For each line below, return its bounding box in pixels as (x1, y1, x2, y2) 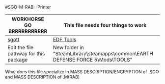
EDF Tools (53, 36, 77, 43)
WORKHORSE (11, 16, 44, 22)
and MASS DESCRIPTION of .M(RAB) (5, 74, 80, 80)
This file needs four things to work (63, 22, 147, 28)
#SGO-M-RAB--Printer (5, 4, 52, 10)
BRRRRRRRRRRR (8, 28, 48, 35)
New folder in (53, 44, 84, 51)
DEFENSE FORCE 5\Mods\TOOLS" (53, 56, 133, 63)
